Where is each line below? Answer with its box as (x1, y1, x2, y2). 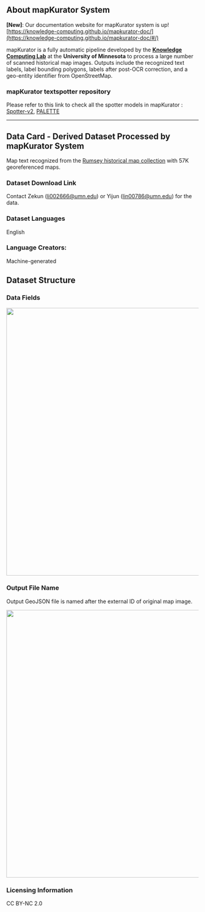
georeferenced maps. (6, 163, 61, 171)
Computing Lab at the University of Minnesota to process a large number (6, 52, 193, 60)
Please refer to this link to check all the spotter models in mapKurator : (6, 101, 183, 109)
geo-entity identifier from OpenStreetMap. (6, 72, 113, 79)
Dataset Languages (6, 214, 65, 223)
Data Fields (6, 294, 41, 302)
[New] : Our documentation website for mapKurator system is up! (6, 21, 170, 28)
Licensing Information (6, 886, 73, 894)
